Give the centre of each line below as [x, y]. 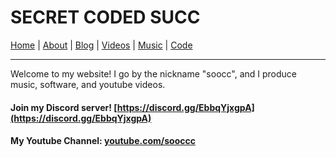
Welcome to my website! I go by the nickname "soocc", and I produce [154, 73]
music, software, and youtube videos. [88, 84]
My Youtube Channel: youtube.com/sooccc [103, 141]
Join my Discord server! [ [64, 107]
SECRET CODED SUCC [105, 17]
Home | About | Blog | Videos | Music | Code [101, 45]
